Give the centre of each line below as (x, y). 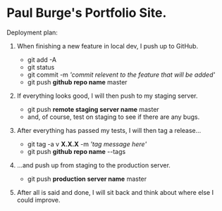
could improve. (38, 200)
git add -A (42, 59)
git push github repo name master (77, 82)
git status (41, 67)
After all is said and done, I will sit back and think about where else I (115, 192)
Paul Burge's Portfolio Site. (87, 13)
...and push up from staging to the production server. (93, 165)
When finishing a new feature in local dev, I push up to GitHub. (107, 46)
